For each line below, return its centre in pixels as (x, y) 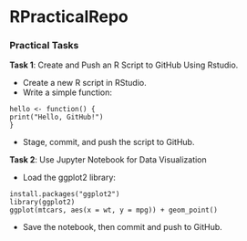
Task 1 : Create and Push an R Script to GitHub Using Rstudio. (124, 65)
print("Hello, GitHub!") (57, 117)
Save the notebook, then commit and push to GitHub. (123, 227)
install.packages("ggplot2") (65, 194)
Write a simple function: (67, 92)
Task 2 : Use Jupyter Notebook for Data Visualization (108, 160)
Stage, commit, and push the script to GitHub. (108, 142)
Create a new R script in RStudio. (85, 83)
